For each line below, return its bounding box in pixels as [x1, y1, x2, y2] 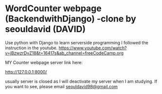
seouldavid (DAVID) [5, 24, 86, 35]
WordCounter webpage [5, 3, 102, 14]
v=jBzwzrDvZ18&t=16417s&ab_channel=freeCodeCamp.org [5, 50, 124, 56]
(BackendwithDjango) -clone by [5, 13, 136, 24]
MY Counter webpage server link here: [5, 59, 83, 65]
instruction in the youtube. [5, 45, 58, 51]
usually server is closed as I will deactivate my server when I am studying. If [5, 78, 158, 84]
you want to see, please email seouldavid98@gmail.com [5, 83, 118, 89]
